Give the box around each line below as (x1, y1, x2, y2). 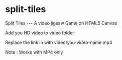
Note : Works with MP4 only (5, 49, 63, 55)
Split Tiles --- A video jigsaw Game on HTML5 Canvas (5, 20, 117, 26)
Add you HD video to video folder (5, 29, 74, 35)
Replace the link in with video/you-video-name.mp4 (5, 39, 112, 45)
